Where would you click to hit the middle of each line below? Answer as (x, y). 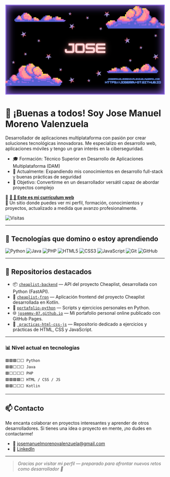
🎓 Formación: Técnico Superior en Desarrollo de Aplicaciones (78, 159)
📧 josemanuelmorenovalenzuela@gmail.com (59, 444)
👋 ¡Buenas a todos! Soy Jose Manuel (83, 113)
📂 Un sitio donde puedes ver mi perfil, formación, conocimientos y (74, 203)
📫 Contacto (25, 408)
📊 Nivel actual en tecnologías (42, 348)
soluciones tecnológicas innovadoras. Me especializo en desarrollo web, (81, 143)
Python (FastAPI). (31, 291)
